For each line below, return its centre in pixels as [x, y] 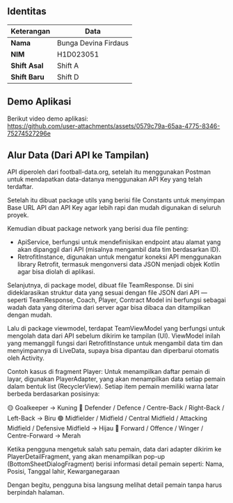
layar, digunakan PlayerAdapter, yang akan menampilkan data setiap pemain [116, 379]
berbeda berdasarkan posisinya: [54, 394]
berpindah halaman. [36, 493]
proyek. [18, 215]
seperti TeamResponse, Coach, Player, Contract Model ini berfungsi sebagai [116, 300]
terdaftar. [20, 187]
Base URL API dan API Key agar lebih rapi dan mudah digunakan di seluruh [114, 208]
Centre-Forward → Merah [44, 436]
